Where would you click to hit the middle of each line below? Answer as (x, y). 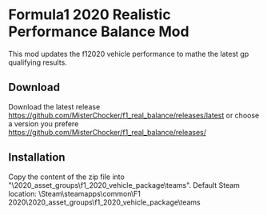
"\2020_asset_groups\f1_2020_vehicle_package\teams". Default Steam (124, 185)
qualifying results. (38, 62)
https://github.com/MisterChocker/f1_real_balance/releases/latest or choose (134, 115)
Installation (37, 157)
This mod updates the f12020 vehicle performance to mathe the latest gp (129, 54)
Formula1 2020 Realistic (90, 15)
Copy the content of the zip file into (67, 177)
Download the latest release (54, 106)
